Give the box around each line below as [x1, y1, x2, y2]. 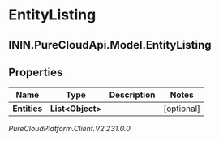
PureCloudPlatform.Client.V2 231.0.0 [8, 124, 131, 134]
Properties [8, 65, 63, 79]
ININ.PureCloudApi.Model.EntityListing [8, 38, 213, 52]
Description [109, 89, 156, 100]
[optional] [163, 103, 201, 114]
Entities [12, 103, 43, 114]
